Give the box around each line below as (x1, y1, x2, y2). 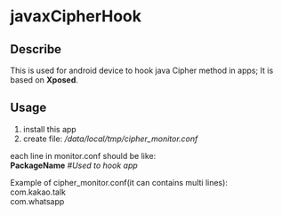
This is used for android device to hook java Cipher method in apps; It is (10, 65, 274, 76)
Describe (10, 42, 61, 57)
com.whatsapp (10, 195, 65, 206)
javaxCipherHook (10, 6, 141, 27)
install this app (22, 123, 77, 134)
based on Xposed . (10, 75, 79, 85)
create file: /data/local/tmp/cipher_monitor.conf (22, 133, 198, 144)
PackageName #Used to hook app (10, 160, 139, 171)
